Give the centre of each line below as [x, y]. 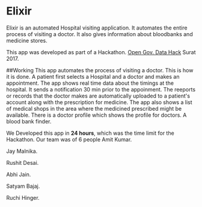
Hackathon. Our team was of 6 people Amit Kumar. [69, 139]
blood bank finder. [29, 121]
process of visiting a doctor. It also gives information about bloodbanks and [100, 34]
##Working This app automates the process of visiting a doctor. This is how [100, 70]
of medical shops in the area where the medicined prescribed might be [94, 108]
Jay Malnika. [22, 151]
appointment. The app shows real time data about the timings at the [90, 83]
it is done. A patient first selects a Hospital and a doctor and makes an [93, 76]
